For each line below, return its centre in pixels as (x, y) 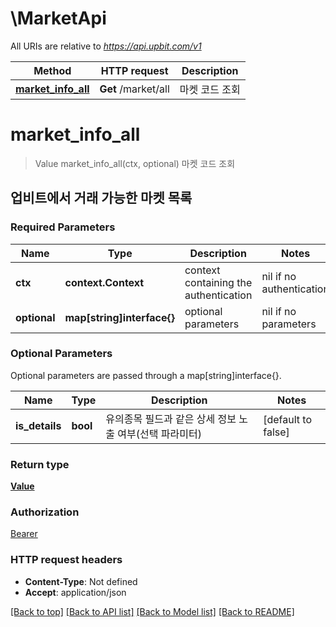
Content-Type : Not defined (81, 581)
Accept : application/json (75, 592)
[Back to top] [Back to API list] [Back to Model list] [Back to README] (152, 611)
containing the (218, 282)
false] (276, 432)
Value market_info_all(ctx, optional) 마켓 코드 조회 (135, 163)
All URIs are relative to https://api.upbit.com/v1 (106, 46)
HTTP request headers (66, 560)
